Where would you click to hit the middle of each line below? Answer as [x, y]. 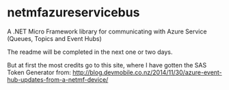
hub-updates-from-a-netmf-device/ [58, 79]
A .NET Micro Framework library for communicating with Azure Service [107, 31]
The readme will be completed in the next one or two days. [90, 52]
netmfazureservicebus [73, 13]
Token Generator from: [39, 72]
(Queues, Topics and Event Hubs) [55, 38]
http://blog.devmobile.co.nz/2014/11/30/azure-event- [147, 72]
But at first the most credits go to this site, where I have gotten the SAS [107, 65]
